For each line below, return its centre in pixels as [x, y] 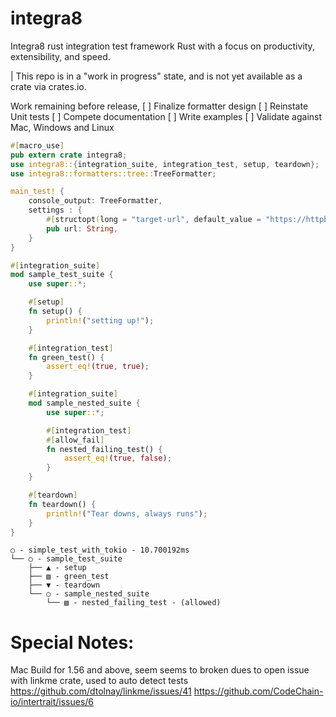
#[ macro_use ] [37, 145]
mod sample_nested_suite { [84, 403]
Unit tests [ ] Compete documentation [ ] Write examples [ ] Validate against [166, 116]
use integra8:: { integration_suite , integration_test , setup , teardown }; [165, 164]
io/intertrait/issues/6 [52, 702]
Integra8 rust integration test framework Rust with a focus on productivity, [162, 46]
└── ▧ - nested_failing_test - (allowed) [134, 603]
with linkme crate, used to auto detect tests [99, 681]
